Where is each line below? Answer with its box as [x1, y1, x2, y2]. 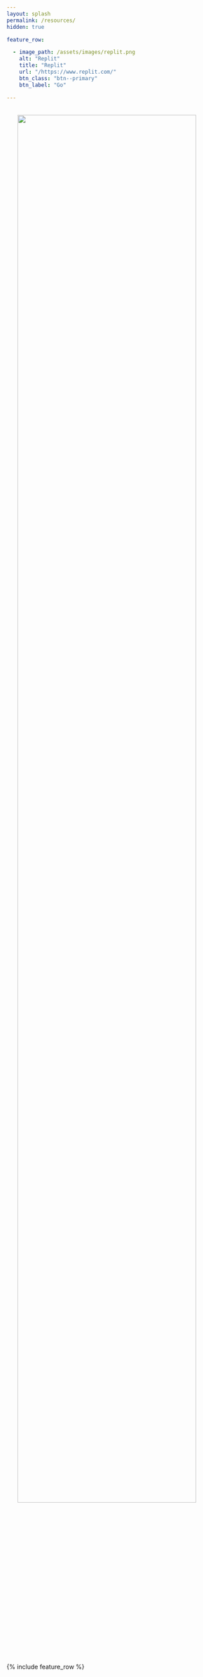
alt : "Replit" [19, 56, 60, 63]
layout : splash [6, 10, 51, 18]
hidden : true [6, 23, 45, 30]
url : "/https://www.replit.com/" [19, 68, 117, 75]
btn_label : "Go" [19, 82, 67, 89]
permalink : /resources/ [6, 17, 76, 24]
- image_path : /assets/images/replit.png [13, 48, 136, 56]
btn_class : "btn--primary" [19, 75, 98, 82]
